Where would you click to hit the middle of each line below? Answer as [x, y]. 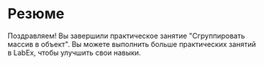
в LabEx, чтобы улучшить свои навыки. [74, 52]
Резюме [36, 14]
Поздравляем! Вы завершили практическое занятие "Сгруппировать [126, 36]
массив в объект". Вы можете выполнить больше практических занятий [132, 44]
